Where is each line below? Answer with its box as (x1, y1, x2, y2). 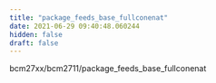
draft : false (9, 38, 59, 48)
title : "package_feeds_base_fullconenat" (9, 13, 169, 23)
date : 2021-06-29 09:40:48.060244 (9, 22, 141, 31)
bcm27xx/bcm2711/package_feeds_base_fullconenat (9, 63, 207, 74)
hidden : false (9, 30, 64, 39)
